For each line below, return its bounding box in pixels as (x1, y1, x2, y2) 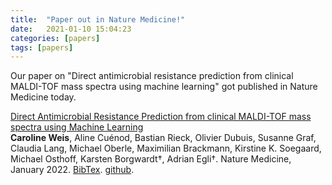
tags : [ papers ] (10, 42, 74, 53)
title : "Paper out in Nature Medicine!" (10, 14, 186, 25)
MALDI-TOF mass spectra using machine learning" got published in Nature (10, 81, 318, 93)
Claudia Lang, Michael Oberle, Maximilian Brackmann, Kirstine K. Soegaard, (10, 142, 322, 155)
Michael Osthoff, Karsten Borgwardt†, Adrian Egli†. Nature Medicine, (10, 153, 292, 165)
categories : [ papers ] (10, 33, 101, 43)
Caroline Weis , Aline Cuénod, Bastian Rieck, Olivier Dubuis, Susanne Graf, (10, 132, 317, 144)
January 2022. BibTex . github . (10, 164, 135, 176)
